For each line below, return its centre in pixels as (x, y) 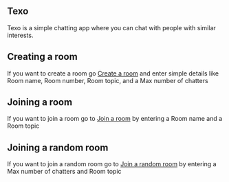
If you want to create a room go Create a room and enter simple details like (113, 73)
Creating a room (42, 57)
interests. (20, 35)
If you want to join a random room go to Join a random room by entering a (112, 164)
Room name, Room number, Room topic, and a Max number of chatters (108, 80)
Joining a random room (58, 147)
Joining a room (40, 102)
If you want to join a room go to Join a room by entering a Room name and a (115, 119)
